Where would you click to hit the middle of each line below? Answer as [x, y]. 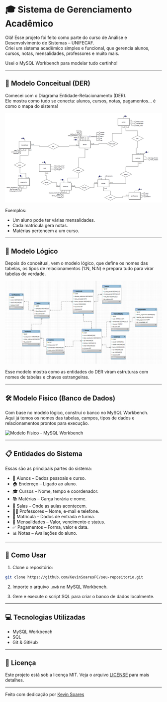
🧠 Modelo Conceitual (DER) [48, 84]
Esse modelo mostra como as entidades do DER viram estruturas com [77, 372]
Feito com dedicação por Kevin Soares [45, 695]
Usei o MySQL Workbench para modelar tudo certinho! [61, 63]
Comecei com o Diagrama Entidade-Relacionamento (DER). [66, 95]
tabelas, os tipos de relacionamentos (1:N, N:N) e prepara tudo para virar [80, 269]
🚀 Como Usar [26, 555]
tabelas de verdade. [26, 274]
